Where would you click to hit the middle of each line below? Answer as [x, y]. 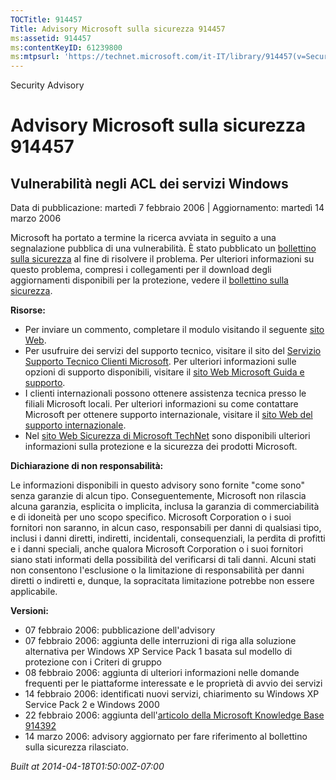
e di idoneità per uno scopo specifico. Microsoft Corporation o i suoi [151, 517]
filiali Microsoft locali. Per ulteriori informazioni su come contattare [161, 404]
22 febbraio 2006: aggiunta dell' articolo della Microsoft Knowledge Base [174, 715]
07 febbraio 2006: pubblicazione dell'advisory [120, 630]
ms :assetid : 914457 [51, 38]
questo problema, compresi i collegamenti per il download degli [141, 270]
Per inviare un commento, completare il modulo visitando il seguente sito [174, 330]
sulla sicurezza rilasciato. [76, 747]
